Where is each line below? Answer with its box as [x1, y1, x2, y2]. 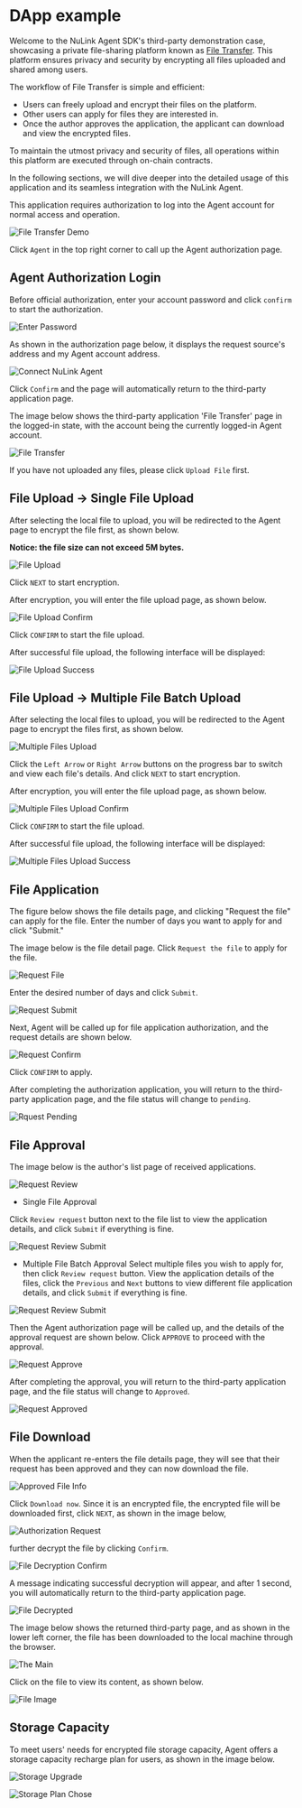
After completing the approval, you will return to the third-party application [9, 1377, 287, 1386]
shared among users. [9, 64, 88, 75]
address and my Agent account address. [9, 348, 160, 359]
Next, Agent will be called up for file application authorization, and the [9, 1022, 269, 1034]
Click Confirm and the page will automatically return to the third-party [9, 383, 267, 394]
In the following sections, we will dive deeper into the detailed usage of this [9, 172, 289, 183]
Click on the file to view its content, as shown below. [9, 1676, 205, 1687]
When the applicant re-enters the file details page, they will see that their [9, 1453, 280, 1464]
